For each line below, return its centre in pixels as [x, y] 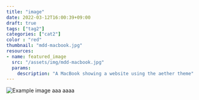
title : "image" [25, 12]
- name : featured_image [36, 57]
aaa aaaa [63, 90]
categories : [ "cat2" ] [34, 34]
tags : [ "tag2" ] [25, 29]
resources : [20, 51]
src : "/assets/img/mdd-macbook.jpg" [58, 62]
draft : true [21, 23]
